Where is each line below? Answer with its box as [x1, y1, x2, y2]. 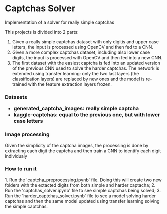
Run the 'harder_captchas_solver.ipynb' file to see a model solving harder [5, 193, 156, 199]
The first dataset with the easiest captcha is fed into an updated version [12, 60, 161, 66]
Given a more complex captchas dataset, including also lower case [12, 49, 150, 55]
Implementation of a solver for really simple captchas [5, 19, 115, 25]
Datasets [5, 93, 27, 100]
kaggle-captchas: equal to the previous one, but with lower [13, 111, 160, 118]
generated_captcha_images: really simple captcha [13, 105, 139, 112]
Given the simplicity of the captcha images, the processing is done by [5, 142, 149, 148]
